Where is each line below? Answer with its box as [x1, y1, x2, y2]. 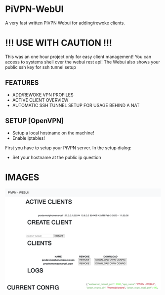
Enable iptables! [12, 135, 45, 141]
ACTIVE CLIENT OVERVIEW [12, 97, 69, 103]
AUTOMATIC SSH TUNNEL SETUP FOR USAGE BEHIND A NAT [12, 102, 140, 108]
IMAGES [5, 172, 40, 183]
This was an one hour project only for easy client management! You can [5, 54, 152, 59]
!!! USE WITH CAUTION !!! [5, 37, 112, 49]
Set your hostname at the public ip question [12, 154, 101, 160]
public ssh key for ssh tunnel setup [5, 64, 77, 70]
